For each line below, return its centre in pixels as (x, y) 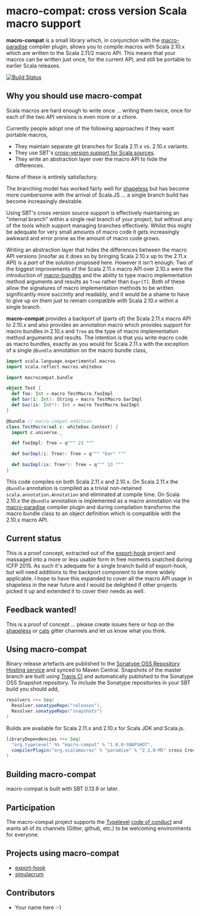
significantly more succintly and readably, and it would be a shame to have (98, 294)
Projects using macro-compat (63, 854)
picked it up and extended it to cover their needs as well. (76, 591)
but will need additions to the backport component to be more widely (91, 572)
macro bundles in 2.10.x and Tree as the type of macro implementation (92, 331)
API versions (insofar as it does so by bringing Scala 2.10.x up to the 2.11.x (96, 256)
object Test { (24, 388)
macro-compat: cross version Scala (97, 11)
